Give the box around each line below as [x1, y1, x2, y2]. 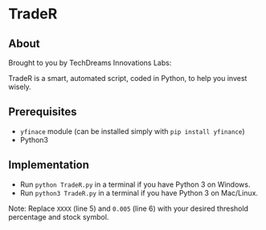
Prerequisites [8, 105, 77, 119]
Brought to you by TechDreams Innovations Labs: [8, 58, 172, 67]
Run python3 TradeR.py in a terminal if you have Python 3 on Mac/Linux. [19, 188, 259, 197]
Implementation [8, 158, 90, 172]
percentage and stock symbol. [8, 212, 109, 221]
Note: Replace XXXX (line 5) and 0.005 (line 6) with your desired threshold [8, 204, 249, 213]
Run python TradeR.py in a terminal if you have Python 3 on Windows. [19, 180, 251, 189]
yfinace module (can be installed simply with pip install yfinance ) [19, 126, 245, 136]
